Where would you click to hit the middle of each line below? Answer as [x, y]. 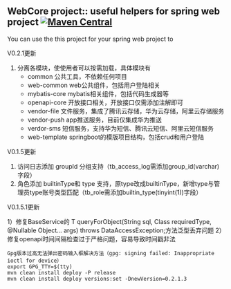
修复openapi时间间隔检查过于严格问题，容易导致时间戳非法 [92, 239]
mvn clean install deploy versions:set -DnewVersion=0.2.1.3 [97, 279]
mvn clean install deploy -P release [62, 272]
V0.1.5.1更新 [24, 207]
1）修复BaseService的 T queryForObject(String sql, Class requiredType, [110, 221]
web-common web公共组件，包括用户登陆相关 [94, 85]
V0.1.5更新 [22, 151]
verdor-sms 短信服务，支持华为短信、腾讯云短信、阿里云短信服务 [121, 128]
